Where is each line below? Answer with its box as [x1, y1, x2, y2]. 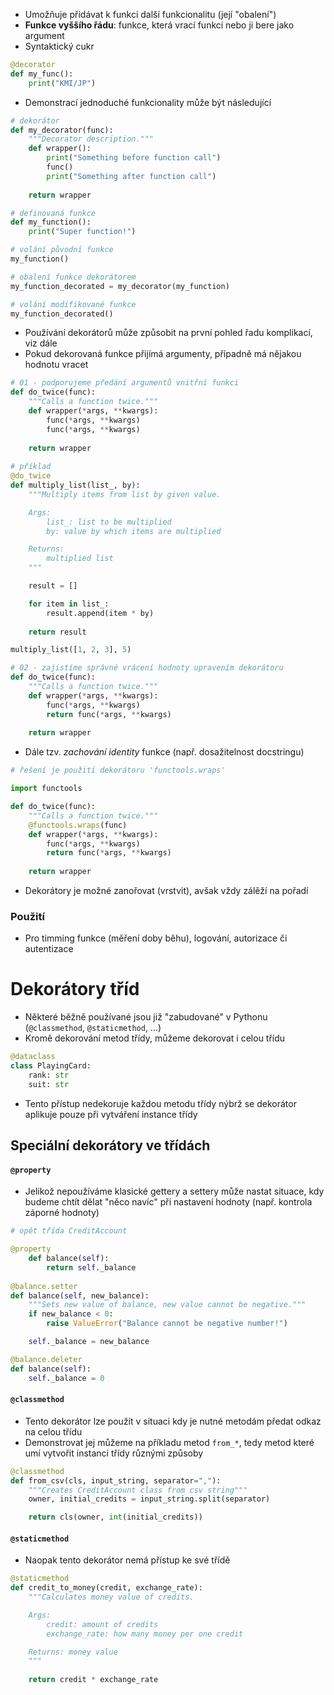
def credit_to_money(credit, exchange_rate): [10, 1583, 203, 1593]
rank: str [28, 1070, 70, 1080]
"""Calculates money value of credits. [28, 1592, 195, 1603]
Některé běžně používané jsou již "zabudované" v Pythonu [24, 1011, 268, 1023]
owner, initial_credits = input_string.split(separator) [28, 1494, 271, 1504]
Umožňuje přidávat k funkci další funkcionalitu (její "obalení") [24, 9, 277, 20]
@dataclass [10, 1052, 56, 1062]
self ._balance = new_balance [28, 1337, 150, 1347]
